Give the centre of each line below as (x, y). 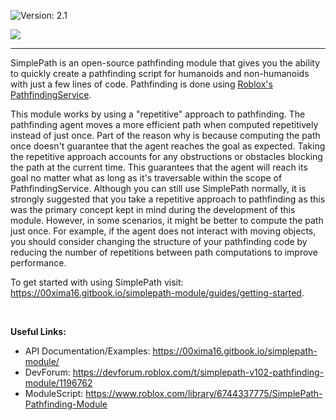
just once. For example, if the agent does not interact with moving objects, (163, 231)
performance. (38, 263)
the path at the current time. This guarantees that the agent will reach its (159, 167)
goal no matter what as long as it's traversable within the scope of (146, 178)
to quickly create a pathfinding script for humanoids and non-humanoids (160, 73)
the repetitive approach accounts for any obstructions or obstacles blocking (166, 156)
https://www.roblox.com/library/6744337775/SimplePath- (204, 393)
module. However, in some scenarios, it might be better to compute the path (167, 220)
